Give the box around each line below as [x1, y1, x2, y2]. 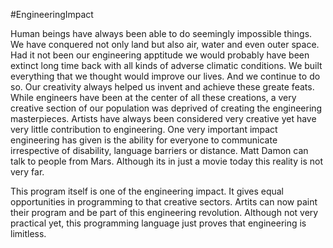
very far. [10, 166, 45, 178]
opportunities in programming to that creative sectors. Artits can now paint [10, 196, 318, 208]
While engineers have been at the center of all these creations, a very [10, 92, 297, 103]
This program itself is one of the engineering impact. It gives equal [10, 185, 284, 197]
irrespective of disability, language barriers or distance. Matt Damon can [10, 145, 309, 156]
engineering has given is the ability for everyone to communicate [10, 134, 278, 146]
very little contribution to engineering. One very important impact [10, 124, 278, 135]
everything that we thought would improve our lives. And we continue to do [10, 70, 321, 82]
